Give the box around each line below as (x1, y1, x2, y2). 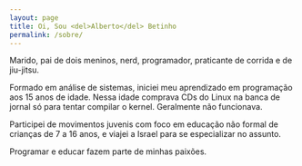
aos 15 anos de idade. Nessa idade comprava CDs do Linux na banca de (9, 92, 280, 103)
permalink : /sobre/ (9, 30, 84, 39)
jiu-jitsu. (9, 64, 39, 75)
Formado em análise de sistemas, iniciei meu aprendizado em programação (9, 83, 293, 93)
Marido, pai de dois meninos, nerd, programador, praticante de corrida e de (9, 55, 293, 66)
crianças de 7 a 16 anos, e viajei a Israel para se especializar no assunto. (9, 129, 282, 140)
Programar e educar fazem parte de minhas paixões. (9, 146, 207, 157)
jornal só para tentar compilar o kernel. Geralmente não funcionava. (9, 102, 263, 112)
